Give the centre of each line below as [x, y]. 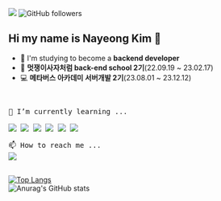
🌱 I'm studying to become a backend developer [100, 58]
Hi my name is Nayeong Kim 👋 [85, 39]
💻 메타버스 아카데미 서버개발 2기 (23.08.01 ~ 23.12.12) [106, 77]
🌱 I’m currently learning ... [68, 111]
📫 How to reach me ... [55, 145]
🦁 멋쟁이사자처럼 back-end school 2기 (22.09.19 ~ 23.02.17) [117, 68]
